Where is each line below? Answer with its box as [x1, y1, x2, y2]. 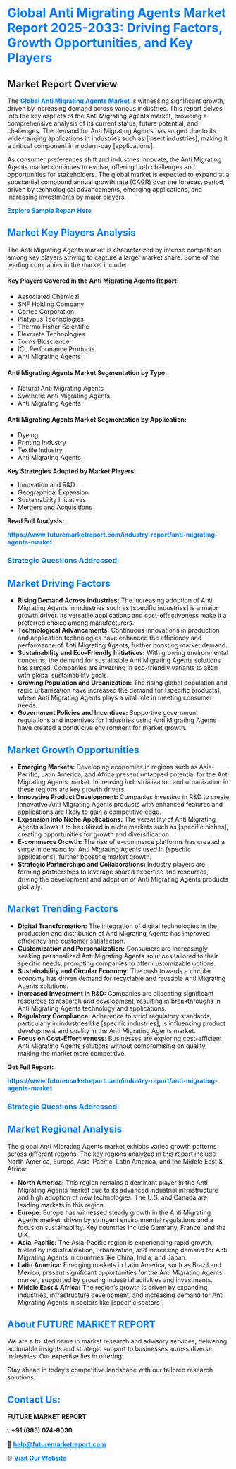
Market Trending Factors [7, 903, 118, 915]
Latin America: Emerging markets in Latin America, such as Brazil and [17, 1260, 222, 1269]
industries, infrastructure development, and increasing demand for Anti [17, 1291, 224, 1299]
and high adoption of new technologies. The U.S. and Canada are [17, 1193, 208, 1202]
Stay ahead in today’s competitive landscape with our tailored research [7, 1366, 213, 1374]
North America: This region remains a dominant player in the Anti [17, 1178, 208, 1186]
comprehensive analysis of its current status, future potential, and [7, 119, 199, 128]
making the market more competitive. [17, 1049, 127, 1057]
